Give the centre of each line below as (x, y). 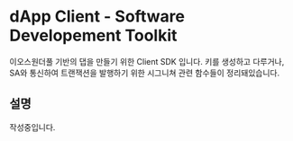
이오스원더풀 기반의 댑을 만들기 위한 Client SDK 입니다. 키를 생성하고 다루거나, (147, 61)
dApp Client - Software (97, 17)
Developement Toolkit (93, 35)
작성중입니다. (32, 127)
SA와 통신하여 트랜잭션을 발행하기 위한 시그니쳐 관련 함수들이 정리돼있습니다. (145, 73)
